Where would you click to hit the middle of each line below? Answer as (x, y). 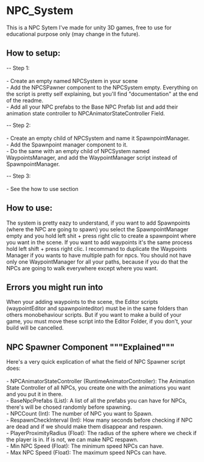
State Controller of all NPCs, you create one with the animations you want (98, 388)
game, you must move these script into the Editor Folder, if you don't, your (100, 322)
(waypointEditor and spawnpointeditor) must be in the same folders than (97, 308)
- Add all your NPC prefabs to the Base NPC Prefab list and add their (92, 107)
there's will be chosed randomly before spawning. (69, 407)
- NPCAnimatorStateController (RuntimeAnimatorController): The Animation (100, 381)
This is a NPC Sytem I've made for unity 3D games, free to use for (89, 27)
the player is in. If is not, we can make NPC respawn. (72, 439)
